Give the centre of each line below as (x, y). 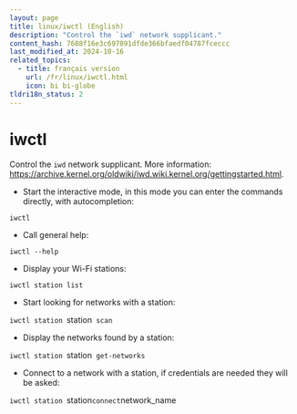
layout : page (34, 18)
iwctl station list (46, 285)
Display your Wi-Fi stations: (74, 269)
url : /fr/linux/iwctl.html (77, 78)
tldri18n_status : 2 (46, 94)
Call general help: (56, 235)
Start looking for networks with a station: (99, 303)
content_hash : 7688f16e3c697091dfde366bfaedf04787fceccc (120, 43)
